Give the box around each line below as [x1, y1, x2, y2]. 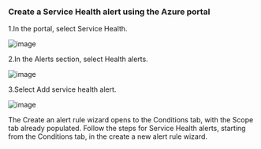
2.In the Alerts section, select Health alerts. [8, 54, 148, 64]
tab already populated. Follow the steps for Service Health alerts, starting [8, 124, 246, 133]
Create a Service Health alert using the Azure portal [8, 6, 211, 17]
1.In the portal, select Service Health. [8, 24, 128, 34]
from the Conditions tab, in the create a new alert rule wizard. [8, 132, 207, 141]
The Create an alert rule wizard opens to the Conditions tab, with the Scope [8, 115, 254, 125]
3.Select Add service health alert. [8, 85, 117, 94]
